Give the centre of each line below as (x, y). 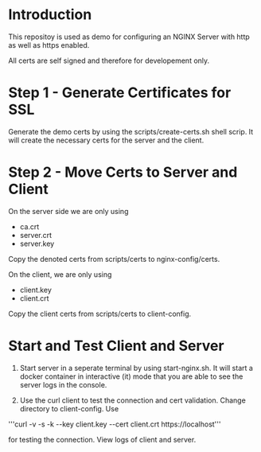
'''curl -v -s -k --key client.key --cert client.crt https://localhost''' (115, 424)
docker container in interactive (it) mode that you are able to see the (131, 376)
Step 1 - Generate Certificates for (120, 93)
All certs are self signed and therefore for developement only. (109, 60)
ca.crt (29, 226)
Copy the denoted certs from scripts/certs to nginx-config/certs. (114, 259)
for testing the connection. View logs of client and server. (102, 439)
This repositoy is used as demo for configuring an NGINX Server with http (129, 37)
